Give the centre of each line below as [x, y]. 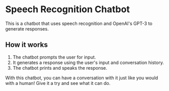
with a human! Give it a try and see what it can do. [58, 83]
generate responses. [27, 28]
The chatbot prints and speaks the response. [60, 68]
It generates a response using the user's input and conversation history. [88, 63]
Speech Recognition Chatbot [68, 9]
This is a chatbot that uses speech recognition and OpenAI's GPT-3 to [79, 23]
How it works [27, 45]
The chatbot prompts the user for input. [54, 57]
